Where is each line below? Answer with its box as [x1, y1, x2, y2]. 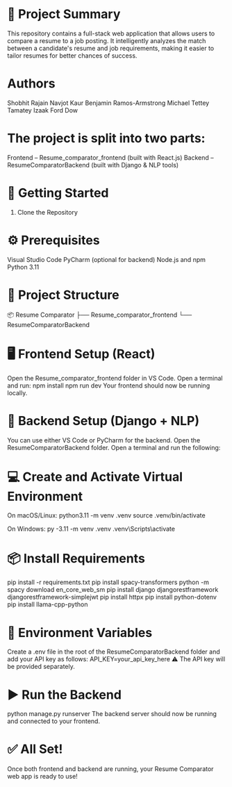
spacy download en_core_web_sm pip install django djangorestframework [7, 586, 219, 594]
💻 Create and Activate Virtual [7, 469, 183, 485]
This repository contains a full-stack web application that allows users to [7, 29, 215, 38]
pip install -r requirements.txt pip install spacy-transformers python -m [7, 578, 210, 586]
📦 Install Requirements [7, 550, 146, 566]
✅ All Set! [7, 741, 63, 757]
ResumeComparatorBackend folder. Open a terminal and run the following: [7, 443, 221, 452]
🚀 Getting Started [7, 185, 109, 201]
